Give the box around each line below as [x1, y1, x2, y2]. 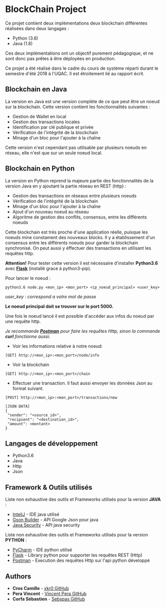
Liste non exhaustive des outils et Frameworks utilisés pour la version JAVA [5, 496, 161, 502]
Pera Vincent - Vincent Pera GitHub [12, 590, 86, 596]
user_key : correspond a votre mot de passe [5, 293, 96, 299]
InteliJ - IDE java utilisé [12, 511, 59, 517]
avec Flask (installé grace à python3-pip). [5, 265, 91, 271]
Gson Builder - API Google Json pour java [12, 517, 98, 523]
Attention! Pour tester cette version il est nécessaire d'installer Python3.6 [5, 260, 158, 266]
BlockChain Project [5, 4, 86, 15]
